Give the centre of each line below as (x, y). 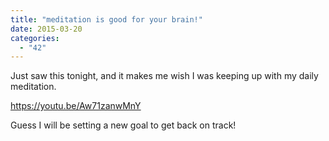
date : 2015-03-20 (46, 29)
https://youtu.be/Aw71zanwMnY (76, 106)
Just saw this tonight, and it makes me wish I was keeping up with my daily (164, 76)
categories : (35, 38)
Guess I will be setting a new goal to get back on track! (123, 125)
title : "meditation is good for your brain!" (106, 19)
